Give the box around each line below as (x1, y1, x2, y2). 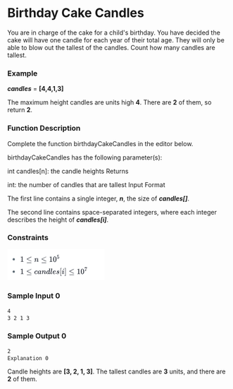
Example (7, 68, 38, 78)
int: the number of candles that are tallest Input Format (7, 180, 165, 188)
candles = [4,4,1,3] (7, 85, 64, 93)
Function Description (7, 124, 81, 133)
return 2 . (7, 106, 33, 114)
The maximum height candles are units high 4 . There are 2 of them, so (7, 98, 212, 107)
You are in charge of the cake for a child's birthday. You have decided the (7, 28, 220, 37)
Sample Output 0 (7, 331, 67, 341)
